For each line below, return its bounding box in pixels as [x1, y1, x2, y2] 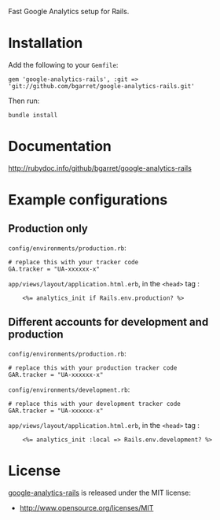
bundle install [8, 111, 58, 119]
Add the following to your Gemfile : [8, 60, 119, 69]
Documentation [8, 138, 112, 156]
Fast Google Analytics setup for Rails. [8, 7, 130, 16]
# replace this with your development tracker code [8, 400, 181, 408]
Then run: [8, 96, 40, 105]
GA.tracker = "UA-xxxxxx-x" [8, 265, 101, 273]
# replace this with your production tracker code [8, 363, 178, 372]
